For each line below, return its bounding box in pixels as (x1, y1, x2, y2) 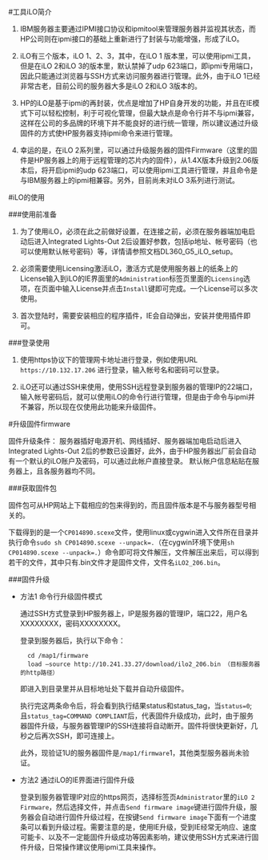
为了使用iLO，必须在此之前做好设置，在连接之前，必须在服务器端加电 (19, 227, 249, 236)
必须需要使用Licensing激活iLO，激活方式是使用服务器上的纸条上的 (19, 264, 238, 273)
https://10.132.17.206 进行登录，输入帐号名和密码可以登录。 (19, 365, 224, 375)
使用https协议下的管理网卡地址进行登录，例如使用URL (19, 355, 198, 364)
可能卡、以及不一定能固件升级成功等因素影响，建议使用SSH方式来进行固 (19, 833, 259, 842)
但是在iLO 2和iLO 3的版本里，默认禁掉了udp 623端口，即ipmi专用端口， (19, 61, 258, 71)
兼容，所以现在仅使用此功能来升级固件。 (26, 402, 161, 412)
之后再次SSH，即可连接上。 (26, 731, 119, 740)
